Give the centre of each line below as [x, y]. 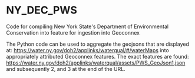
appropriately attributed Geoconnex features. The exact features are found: [97, 56]
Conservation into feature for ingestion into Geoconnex [73, 32]
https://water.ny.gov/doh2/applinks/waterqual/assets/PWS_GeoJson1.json [96, 63]
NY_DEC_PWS [42, 10]
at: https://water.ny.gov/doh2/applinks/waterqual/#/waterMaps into [87, 50]
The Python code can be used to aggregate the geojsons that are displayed [98, 44]
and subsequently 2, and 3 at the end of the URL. [66, 69]
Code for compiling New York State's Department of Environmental [87, 26]
